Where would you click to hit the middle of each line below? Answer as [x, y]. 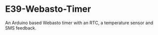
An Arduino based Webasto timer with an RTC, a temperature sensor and [79, 23]
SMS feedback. [21, 28]
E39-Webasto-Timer [48, 9]
